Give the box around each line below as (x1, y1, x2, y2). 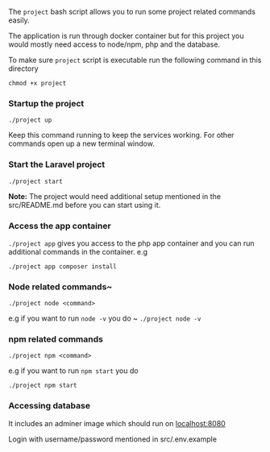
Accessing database (8, 400, 91, 412)
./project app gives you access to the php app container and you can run (8, 238, 255, 248)
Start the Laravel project (8, 159, 106, 170)
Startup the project (8, 97, 85, 109)
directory (8, 64, 39, 73)
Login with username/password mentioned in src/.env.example (8, 434, 218, 444)
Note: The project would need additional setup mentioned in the (8, 191, 222, 201)
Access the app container (8, 220, 111, 231)
